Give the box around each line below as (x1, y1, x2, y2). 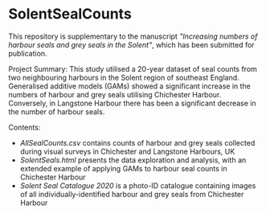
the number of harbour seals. (8, 106, 105, 117)
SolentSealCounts (8, 5, 133, 23)
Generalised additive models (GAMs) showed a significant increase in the (8, 81, 252, 91)
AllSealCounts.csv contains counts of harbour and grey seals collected (19, 138, 256, 147)
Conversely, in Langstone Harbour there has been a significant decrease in (8, 98, 256, 108)
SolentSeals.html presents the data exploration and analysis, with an (19, 154, 247, 165)
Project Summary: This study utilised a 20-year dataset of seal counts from (8, 64, 257, 73)
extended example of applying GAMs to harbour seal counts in (19, 163, 227, 173)
